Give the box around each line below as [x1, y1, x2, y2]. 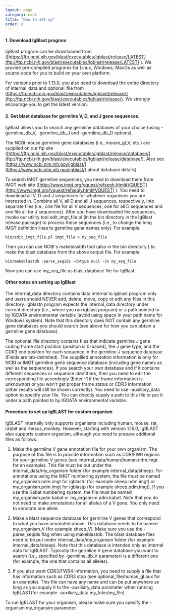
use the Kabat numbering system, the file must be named [12, 489, 132, 495]
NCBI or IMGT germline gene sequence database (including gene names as [5, 359, 162, 366]
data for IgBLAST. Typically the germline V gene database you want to [12, 548, 159, 554]
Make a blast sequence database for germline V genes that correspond [12, 515, 161, 521]
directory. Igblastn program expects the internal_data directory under [5, 301, 149, 307]
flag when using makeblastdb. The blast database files [41, 531, 155, 537]
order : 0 [5, 21, 24, 27]
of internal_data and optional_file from [5, 85, 84, 91]
